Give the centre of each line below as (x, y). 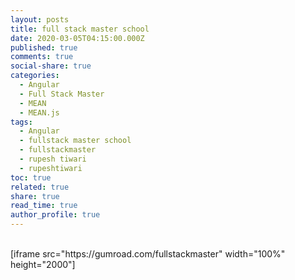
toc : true (31, 177)
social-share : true (51, 66)
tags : (21, 122)
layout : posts (40, 19)
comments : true (42, 57)
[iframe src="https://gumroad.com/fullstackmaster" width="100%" (148, 254)
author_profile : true (55, 215)
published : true (44, 47)
